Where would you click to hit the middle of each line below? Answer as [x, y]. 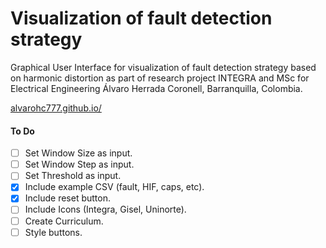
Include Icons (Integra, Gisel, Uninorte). [105, 209]
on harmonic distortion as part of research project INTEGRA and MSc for [160, 78]
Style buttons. [53, 232]
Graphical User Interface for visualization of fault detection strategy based [163, 67]
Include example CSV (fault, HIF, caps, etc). [114, 187]
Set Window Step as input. [79, 164]
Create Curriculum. [64, 221]
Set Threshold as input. [73, 176]
